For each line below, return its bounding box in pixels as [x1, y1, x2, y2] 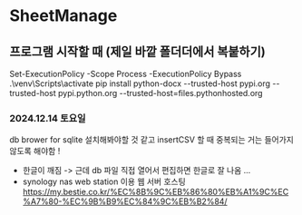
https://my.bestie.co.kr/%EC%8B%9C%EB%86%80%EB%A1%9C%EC [22, 187, 289, 198]
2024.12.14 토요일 [9, 112, 86, 124]
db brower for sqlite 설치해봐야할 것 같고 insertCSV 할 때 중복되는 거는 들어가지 [9, 134, 295, 145]
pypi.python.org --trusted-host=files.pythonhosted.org [57, 88, 263, 98]
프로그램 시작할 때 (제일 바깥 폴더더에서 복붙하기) [9, 44, 266, 59]
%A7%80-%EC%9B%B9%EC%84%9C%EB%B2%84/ [22, 196, 229, 207]
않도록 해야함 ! [9, 146, 61, 157]
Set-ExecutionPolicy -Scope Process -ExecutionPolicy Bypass [9, 69, 242, 79]
